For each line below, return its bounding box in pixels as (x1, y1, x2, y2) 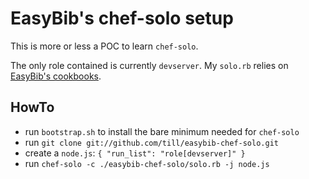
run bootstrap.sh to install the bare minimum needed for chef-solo (24, 125, 300, 137)
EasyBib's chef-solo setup (10, 7, 234, 30)
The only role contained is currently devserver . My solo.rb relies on (10, 59, 289, 71)
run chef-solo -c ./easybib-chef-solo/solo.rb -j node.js (24, 157, 270, 169)
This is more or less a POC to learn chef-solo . (10, 40, 199, 52)
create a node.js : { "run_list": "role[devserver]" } (24, 147, 246, 159)
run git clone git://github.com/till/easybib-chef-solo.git (24, 136, 279, 148)
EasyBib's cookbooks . (10, 70, 102, 82)
